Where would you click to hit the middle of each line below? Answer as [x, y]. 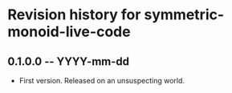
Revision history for [74, 15]
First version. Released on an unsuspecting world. [102, 81]
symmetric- [184, 15]
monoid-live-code [69, 32]
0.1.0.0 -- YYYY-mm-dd [69, 61]
